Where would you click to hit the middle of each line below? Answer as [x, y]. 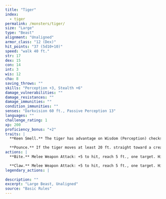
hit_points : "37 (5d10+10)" [34, 47]
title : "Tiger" [21, 10]
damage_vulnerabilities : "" [34, 93]
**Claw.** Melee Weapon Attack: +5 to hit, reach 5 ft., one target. [83, 166]
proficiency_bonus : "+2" [31, 129]
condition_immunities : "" [32, 106]
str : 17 [13, 56]
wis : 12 [13, 74]
